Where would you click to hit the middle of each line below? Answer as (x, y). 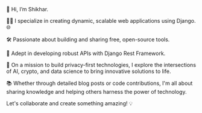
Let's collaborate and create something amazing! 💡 (70, 103)
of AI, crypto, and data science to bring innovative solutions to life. (89, 71)
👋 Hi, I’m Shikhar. (27, 9)
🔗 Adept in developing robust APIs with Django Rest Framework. (86, 53)
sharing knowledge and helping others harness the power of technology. (96, 92)
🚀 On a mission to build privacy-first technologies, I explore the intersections (101, 65)
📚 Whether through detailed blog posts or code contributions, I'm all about (99, 83)
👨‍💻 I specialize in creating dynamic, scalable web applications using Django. (101, 21)
